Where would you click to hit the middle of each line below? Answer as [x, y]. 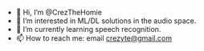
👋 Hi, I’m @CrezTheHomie [59, 12]
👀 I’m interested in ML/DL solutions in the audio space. [106, 21]
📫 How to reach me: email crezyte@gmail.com [94, 38]
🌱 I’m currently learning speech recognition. [88, 29]
